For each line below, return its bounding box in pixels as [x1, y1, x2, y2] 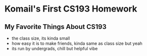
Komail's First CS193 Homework [4, 3, 137, 14]
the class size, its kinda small [11, 35, 70, 41]
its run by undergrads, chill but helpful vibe [11, 46, 98, 51]
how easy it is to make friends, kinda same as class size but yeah [11, 41, 143, 46]
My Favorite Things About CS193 [4, 23, 107, 31]
